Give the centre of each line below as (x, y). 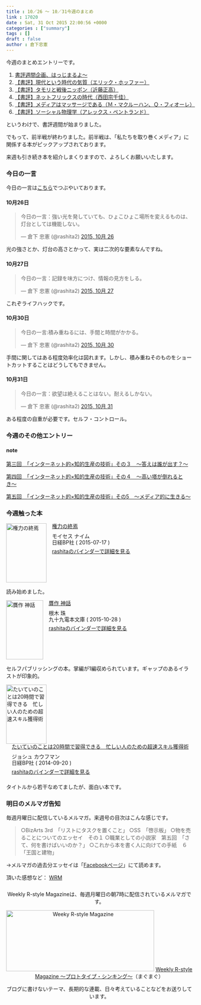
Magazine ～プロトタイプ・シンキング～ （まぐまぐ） (99, 976)
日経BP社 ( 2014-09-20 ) (42, 763)
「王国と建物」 (39, 852)
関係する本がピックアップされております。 (58, 144)
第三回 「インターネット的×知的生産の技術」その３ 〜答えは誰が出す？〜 (97, 464)
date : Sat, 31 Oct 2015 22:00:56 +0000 (57, 22)
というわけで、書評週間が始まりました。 (55, 124)
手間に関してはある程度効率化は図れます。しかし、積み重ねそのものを (91, 357)
